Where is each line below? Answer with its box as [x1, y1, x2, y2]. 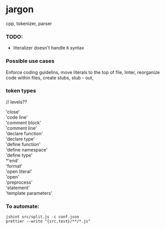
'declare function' [6, 130, 43, 136]
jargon [6, 4, 34, 15]
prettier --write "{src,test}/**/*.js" [6, 219, 91, 224]
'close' [6, 109, 20, 115]
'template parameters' [6, 190, 53, 196]
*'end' [6, 157, 19, 164]
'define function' [6, 141, 41, 147]
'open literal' [6, 168, 32, 174]
